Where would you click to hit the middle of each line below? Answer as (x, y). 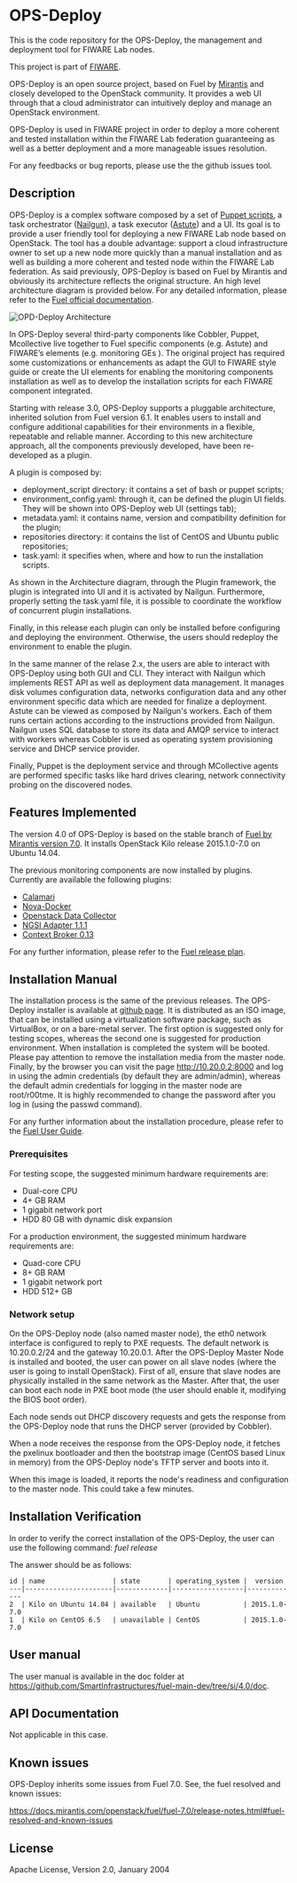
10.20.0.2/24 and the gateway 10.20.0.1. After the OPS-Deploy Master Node (147, 1352)
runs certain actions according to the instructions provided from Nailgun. (142, 720)
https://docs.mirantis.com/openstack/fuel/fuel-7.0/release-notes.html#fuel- (147, 1811)
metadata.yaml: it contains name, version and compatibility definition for (154, 518)
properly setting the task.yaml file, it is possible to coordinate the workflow (145, 601)
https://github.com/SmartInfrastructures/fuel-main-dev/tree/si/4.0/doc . (139, 1685)
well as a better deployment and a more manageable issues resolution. (138, 148)
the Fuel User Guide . (47, 1131)
